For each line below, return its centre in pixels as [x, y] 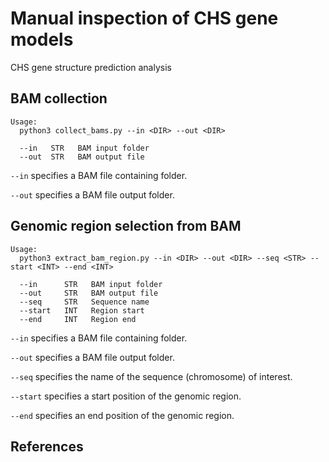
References [47, 446]
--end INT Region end [78, 319]
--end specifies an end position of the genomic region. [122, 415]
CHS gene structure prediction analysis [91, 67]
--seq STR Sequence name [84, 302]
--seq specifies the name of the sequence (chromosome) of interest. [151, 376]
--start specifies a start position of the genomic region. [126, 396]
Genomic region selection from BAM [126, 226]
